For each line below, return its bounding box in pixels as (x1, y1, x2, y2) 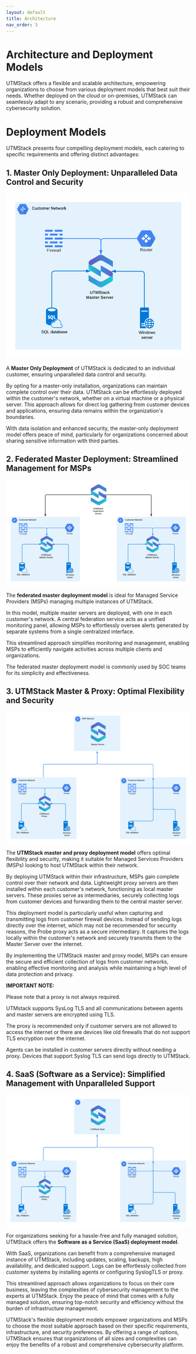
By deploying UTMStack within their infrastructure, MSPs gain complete (6, 873, 180, 880)
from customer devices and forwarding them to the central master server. (6, 898, 183, 905)
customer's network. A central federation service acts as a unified (6, 615, 166, 622)
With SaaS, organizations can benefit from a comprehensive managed (6, 1250, 176, 1257)
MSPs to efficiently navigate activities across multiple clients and (6, 646, 163, 653)
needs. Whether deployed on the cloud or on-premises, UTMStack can (6, 92, 177, 99)
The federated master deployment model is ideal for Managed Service (6, 592, 178, 599)
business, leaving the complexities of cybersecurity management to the (6, 1286, 178, 1293)
